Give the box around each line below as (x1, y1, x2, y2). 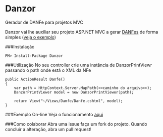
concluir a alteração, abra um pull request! (5, 126, 92, 132)
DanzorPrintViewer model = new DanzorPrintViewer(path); (14, 90, 134, 94)
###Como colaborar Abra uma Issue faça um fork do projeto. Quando (5, 121, 148, 127)
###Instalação (5, 44, 35, 49)
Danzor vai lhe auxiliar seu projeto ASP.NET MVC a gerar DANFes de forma (5, 29, 159, 35)
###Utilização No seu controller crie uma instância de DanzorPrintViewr (5, 62, 152, 68)
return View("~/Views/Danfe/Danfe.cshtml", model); (14, 98, 123, 103)
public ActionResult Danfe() (5, 77, 65, 82)
